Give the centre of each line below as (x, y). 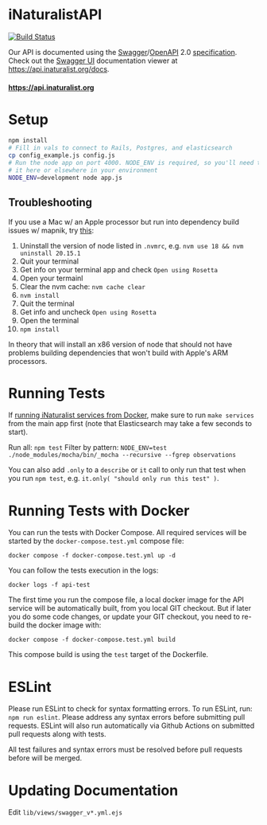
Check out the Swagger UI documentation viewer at (93, 61)
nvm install (39, 295)
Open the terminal (49, 320)
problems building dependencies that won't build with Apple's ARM (118, 353)
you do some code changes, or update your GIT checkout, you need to (124, 617)
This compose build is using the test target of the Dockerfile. (108, 655)
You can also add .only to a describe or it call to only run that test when (127, 470)
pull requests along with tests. (57, 734)
